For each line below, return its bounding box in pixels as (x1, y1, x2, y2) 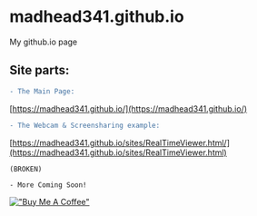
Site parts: (9, 63, 70, 78)
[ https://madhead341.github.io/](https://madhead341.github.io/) (9, 103, 248, 114)
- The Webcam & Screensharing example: (9, 121, 161, 130)
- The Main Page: (9, 86, 75, 96)
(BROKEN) (9, 164, 43, 173)
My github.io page (9, 36, 78, 47)
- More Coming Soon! (9, 180, 88, 190)
